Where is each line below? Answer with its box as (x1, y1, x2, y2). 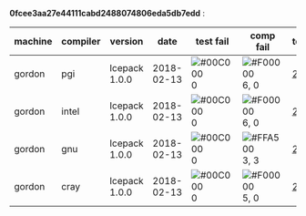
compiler (61, 36, 101, 47)
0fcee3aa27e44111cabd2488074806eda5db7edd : (9, 8, 206, 18)
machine (14, 36, 53, 47)
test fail (195, 36, 229, 47)
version (109, 36, 144, 47)
